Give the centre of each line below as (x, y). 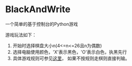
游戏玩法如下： (21, 35)
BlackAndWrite (38, 9)
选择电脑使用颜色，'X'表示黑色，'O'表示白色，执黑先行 (70, 52)
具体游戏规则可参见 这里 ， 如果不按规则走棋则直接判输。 (71, 58)
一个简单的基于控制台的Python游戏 (42, 24)
